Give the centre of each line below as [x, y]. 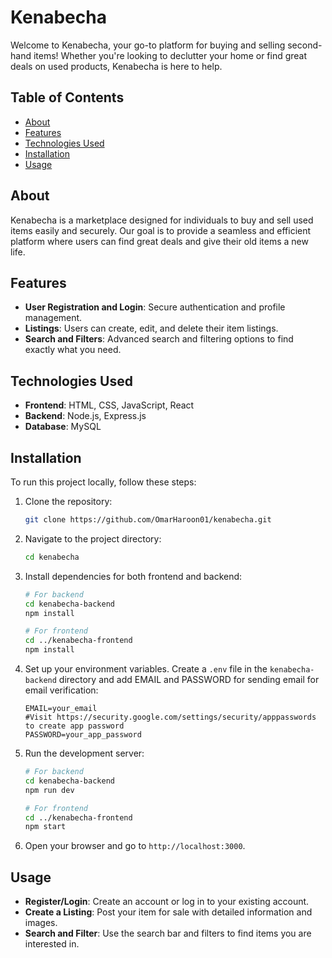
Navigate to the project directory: [93, 538]
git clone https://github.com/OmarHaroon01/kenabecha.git [148, 520]
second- [305, 45]
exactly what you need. [73, 350]
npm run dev [49, 790]
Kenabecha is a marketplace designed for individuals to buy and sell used [162, 220]
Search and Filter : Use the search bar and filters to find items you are [168, 933]
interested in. [52, 944]
